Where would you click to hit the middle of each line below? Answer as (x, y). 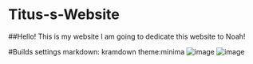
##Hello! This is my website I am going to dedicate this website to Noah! (127, 36)
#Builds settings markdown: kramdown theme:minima (97, 51)
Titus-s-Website (64, 15)
